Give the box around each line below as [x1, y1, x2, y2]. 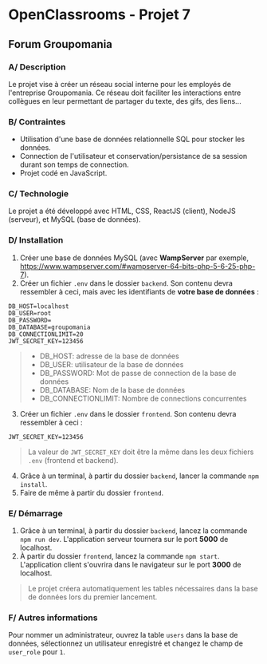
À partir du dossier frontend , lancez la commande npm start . [19, 551, 220, 561]
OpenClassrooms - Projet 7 [8, 6, 191, 24]
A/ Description [8, 61, 66, 73]
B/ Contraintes [8, 116, 66, 127]
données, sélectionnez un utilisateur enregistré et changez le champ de [8, 638, 243, 648]
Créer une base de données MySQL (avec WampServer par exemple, [19, 253, 249, 263]
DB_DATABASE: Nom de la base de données [39, 385, 186, 394]
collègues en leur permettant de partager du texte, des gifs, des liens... [8, 96, 241, 105]
